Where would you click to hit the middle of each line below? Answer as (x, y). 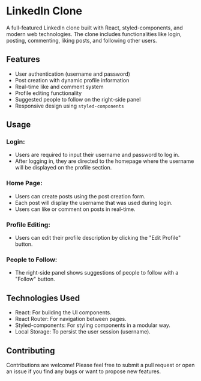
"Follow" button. (35, 279)
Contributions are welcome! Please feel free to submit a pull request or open (100, 365)
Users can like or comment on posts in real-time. (75, 209)
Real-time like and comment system (59, 87)
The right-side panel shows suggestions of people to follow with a (97, 273)
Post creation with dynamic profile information (72, 80)
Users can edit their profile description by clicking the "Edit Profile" (98, 238)
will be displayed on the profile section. (63, 168)
